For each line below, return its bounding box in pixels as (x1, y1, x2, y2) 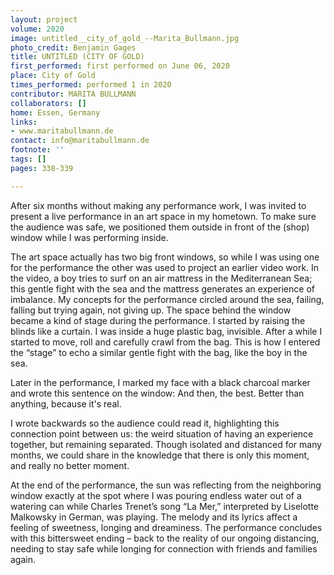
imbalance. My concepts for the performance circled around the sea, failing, (10, 293, 325, 305)
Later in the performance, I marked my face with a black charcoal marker (10, 376, 311, 388)
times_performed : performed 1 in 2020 (10, 80, 172, 90)
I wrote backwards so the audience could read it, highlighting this (10, 417, 280, 429)
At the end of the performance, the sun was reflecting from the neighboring (10, 479, 322, 491)
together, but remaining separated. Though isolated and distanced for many (10, 438, 323, 450)
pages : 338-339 (10, 163, 74, 173)
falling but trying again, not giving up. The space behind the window (10, 304, 292, 316)
